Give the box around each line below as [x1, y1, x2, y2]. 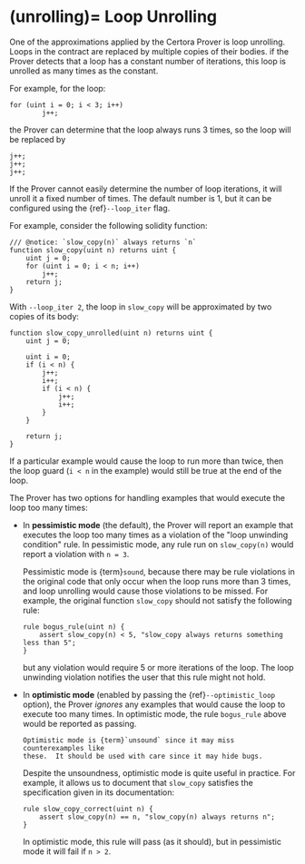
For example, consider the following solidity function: [9, 220, 208, 231]
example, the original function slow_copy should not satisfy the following [22, 594, 292, 605]
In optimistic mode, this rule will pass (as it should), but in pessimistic [22, 836, 281, 847]
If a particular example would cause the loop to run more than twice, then [9, 456, 284, 466]
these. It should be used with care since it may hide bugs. [22, 751, 263, 761]
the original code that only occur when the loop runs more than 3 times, [22, 575, 291, 586]
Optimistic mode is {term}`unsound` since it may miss [22, 735, 235, 745]
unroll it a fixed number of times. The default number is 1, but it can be [9, 192, 272, 203]
